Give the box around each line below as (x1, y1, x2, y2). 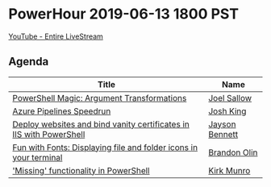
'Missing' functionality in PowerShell (12, 164, 150, 176)
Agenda (8, 55, 49, 69)
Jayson (208, 118, 236, 130)
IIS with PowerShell (12, 128, 85, 139)
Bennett (208, 128, 239, 139)
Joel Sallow (208, 92, 252, 103)
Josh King (208, 106, 247, 117)
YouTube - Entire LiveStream (8, 31, 103, 41)
